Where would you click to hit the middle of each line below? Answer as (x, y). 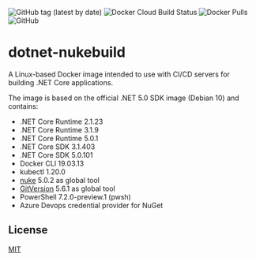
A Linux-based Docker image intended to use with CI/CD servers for (119, 74)
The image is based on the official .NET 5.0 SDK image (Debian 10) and (124, 98)
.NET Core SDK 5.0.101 (56, 155)
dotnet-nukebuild (67, 52)
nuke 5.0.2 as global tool (60, 180)
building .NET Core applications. (60, 82)
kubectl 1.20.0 (42, 172)
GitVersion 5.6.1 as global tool (68, 188)
